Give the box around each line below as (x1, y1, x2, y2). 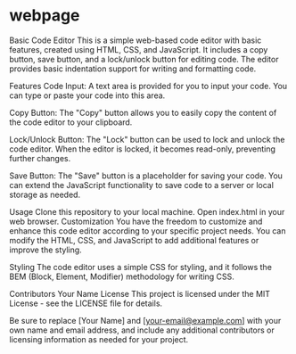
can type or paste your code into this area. (9, 90, 166, 101)
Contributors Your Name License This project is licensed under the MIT (9, 288, 270, 299)
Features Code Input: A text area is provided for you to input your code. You (9, 80, 288, 91)
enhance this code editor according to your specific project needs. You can (9, 225, 286, 236)
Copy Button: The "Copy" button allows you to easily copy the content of (9, 107, 277, 118)
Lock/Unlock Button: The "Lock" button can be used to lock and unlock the (9, 134, 285, 144)
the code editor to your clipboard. (9, 117, 133, 128)
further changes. (9, 152, 71, 163)
